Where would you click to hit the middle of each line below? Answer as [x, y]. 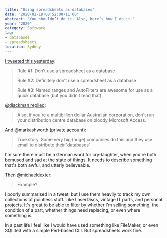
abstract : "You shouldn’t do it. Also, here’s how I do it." [70, 19]
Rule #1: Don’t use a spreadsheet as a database [66, 71]
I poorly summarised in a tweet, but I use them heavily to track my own [78, 194]
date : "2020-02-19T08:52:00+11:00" [42, 14]
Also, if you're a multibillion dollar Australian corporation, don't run [85, 115]
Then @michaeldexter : [28, 175]
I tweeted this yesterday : [30, 61]
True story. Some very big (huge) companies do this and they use [85, 139]
